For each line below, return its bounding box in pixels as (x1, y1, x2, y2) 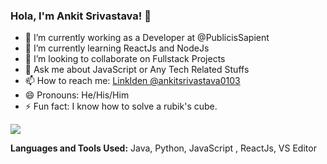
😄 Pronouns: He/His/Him (24, 89, 130, 101)
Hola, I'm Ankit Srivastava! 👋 (10, 9, 152, 23)
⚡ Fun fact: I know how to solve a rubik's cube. (24, 100, 218, 113)
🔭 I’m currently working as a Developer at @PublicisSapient (24, 32, 270, 44)
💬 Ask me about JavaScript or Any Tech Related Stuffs (24, 64, 250, 76)
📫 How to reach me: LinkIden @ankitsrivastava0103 (24, 75, 241, 87)
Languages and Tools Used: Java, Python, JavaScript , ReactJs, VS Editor (10, 142, 317, 154)
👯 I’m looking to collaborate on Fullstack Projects (24, 53, 226, 65)
